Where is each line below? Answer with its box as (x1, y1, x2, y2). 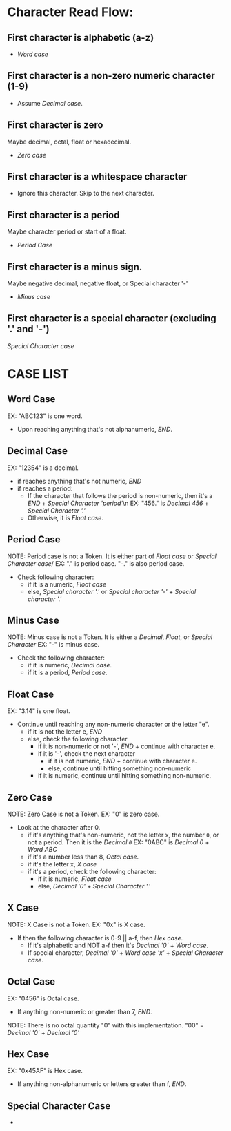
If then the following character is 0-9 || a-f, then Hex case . (17, 933, 183, 942)
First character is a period (7, 209, 120, 221)
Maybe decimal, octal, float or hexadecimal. (7, 137, 132, 146)
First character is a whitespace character (7, 171, 188, 183)
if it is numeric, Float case (37, 875, 112, 883)
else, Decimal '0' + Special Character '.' (37, 882, 151, 890)
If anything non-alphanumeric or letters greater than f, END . (17, 1080, 187, 1088)
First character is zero (7, 119, 103, 131)
